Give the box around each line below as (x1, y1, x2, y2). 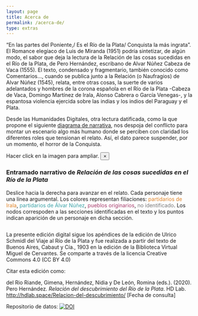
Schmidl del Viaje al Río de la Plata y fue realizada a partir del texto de (6, 237, 176, 244)
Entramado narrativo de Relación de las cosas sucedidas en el (6, 168, 189, 177)
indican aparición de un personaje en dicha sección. (6, 214, 134, 221)
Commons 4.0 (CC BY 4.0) (6, 256, 71, 263)
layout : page (6, 8, 38, 15)
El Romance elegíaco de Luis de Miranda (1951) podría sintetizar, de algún (6, 48, 186, 55)
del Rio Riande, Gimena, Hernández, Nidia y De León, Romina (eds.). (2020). (6, 279, 192, 286)
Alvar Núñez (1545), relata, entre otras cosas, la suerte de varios (6, 79, 163, 86)
